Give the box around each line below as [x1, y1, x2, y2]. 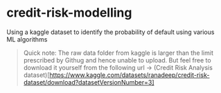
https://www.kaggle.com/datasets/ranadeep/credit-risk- [49, 71, 210, 79]
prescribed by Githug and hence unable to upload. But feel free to [23, 56, 212, 64]
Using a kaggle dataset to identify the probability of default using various [6, 28, 215, 36]
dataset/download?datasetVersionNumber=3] [23, 78, 154, 86]
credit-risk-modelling [6, 5, 132, 21]
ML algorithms [6, 35, 48, 43]
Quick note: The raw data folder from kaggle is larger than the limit [23, 49, 214, 57]
